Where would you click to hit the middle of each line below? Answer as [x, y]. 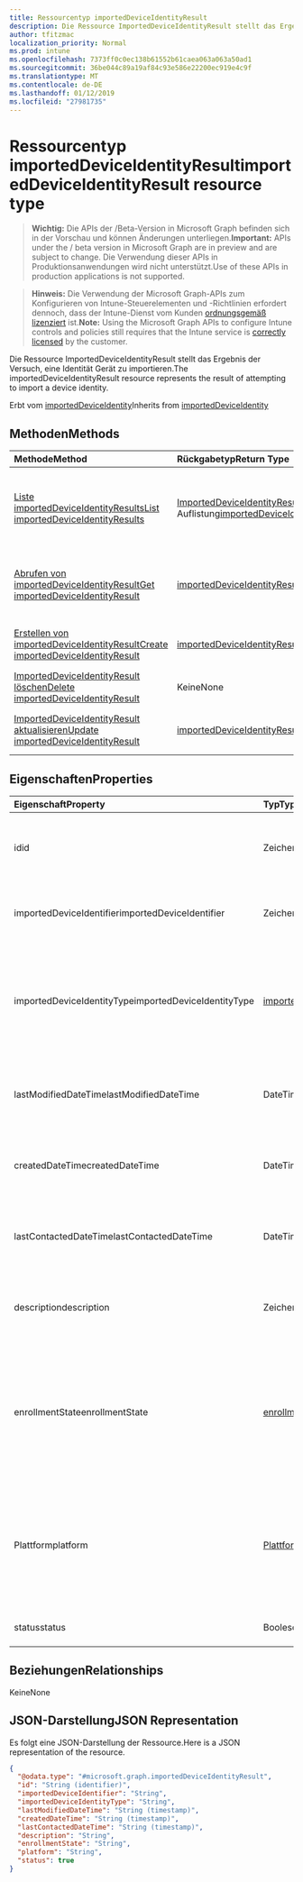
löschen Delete [44, 688]
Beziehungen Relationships [87, 1671]
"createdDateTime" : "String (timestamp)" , [98, 1818]
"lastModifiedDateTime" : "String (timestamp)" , [109, 1810]
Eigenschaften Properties [81, 779]
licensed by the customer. [79, 342]
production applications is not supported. [108, 277]
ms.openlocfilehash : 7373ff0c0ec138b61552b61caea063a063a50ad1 [131, 59]
